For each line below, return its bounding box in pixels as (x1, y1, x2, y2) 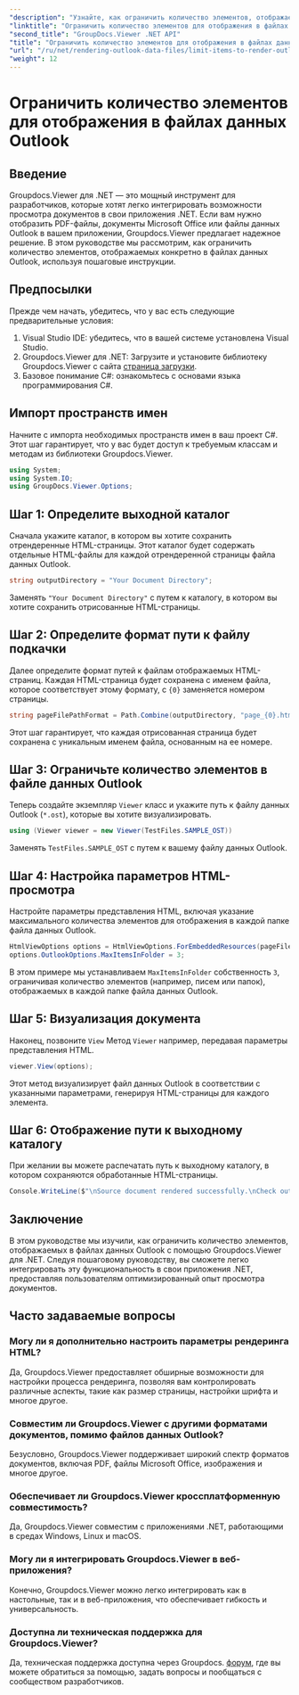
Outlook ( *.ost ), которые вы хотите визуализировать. (9, 809, 212, 820)
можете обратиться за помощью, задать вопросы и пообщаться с (9, 1666, 263, 1677)
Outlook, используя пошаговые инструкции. (9, 256, 176, 267)
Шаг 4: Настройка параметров (9, 868, 190, 884)
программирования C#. (21, 380, 113, 391)
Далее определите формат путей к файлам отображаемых (9, 665, 234, 676)
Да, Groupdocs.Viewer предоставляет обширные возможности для (9, 1366, 264, 1378)
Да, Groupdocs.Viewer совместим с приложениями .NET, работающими (9, 1521, 284, 1532)
